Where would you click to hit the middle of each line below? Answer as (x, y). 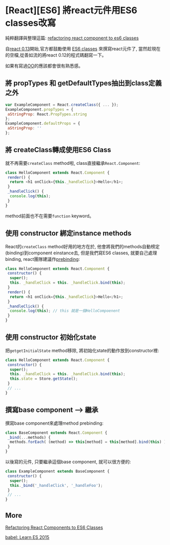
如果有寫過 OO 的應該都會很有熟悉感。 (44, 66)
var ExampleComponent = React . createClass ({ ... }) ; (62, 105)
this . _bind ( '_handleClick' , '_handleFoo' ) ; (56, 485)
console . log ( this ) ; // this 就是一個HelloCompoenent (65, 311)
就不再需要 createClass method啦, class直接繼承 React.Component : (73, 163)
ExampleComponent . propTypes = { (39, 109)
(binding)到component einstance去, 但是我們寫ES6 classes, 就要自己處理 (81, 253)
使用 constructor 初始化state (51, 337)
